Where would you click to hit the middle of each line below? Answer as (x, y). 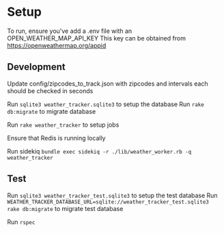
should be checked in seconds (50, 90)
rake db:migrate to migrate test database (65, 208)
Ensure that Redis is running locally (56, 138)
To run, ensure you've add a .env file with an (70, 31)
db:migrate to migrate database (52, 111)
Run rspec (21, 222)
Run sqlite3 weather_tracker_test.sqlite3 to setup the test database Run (112, 195)
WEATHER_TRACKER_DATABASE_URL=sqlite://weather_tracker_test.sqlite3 (108, 202)
